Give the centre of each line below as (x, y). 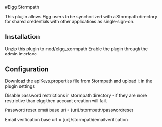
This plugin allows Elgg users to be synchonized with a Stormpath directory (81, 16)
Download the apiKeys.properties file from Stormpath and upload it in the (79, 81)
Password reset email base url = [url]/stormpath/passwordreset (69, 110)
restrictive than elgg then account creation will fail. (56, 100)
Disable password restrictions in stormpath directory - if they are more (76, 95)
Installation (23, 37)
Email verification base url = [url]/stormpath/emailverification (67, 119)
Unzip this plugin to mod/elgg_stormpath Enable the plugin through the (77, 49)
